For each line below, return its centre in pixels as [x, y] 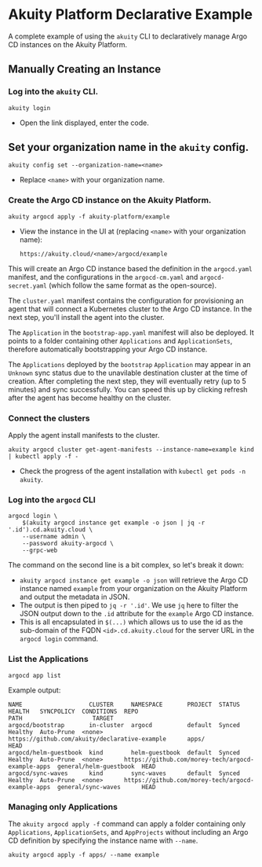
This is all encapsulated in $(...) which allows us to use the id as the [131, 622]
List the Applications [48, 659]
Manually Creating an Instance [85, 70]
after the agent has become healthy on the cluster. [89, 398]
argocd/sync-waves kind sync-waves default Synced [124, 773]
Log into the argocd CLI [52, 499]
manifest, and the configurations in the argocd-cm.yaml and [103, 277]
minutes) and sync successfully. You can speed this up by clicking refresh [128, 389]
